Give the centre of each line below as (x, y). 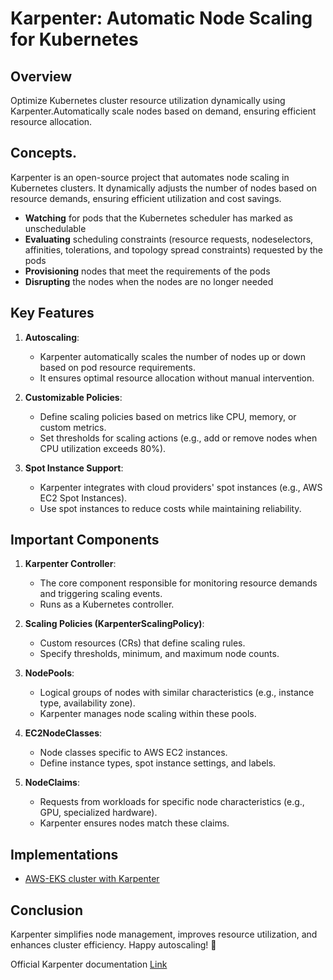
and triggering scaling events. (101, 594)
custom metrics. (73, 427)
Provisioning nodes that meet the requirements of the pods (147, 271)
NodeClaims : (52, 783)
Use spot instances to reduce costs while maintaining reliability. (170, 508)
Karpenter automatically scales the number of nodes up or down (172, 356)
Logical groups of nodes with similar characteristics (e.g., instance (177, 693)
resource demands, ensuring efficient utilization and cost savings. (146, 198)
